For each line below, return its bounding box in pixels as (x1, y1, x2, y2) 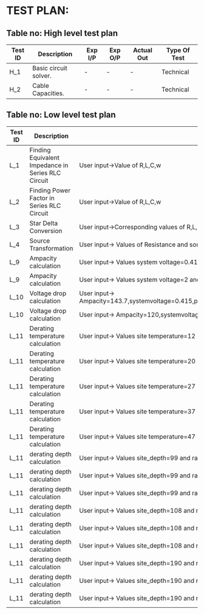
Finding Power (29, 186, 71, 195)
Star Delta (29, 219, 58, 227)
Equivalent (29, 153, 59, 162)
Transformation (29, 244, 73, 252)
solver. (32, 71, 52, 80)
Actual (132, 46, 153, 54)
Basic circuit (32, 64, 68, 72)
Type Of (166, 46, 190, 54)
